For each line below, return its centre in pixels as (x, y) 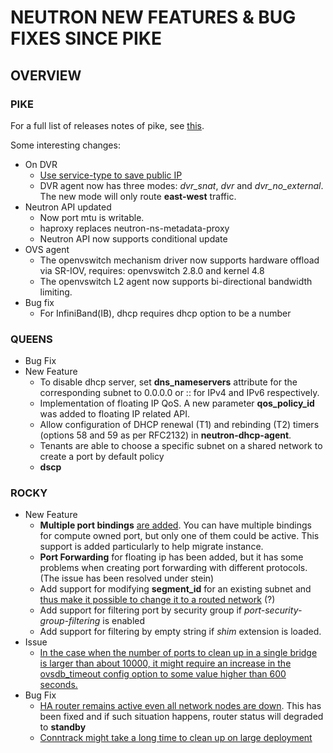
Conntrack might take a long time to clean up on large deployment (176, 738)
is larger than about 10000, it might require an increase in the (165, 663)
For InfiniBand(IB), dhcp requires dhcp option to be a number (165, 313)
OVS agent (47, 249)
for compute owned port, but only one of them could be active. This (179, 536)
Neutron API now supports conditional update (133, 238)
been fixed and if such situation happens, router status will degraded (181, 717)
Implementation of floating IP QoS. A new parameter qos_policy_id (177, 403)
